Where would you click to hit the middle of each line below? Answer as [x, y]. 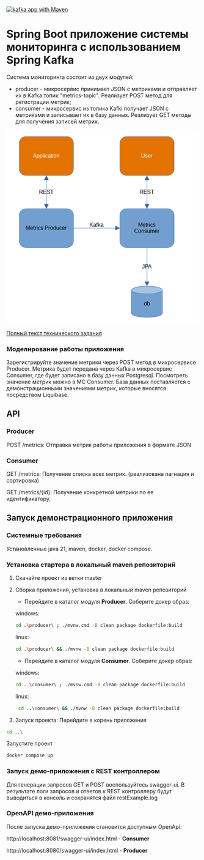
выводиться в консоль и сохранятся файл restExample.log [82, 798]
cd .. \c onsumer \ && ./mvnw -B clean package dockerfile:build [99, 708]
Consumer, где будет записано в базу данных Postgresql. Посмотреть [97, 376]
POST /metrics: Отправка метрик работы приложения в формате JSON [99, 445]
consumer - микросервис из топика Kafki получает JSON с [92, 108]
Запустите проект [30, 744]
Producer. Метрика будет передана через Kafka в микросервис [89, 369]
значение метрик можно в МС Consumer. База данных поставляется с [99, 382]
